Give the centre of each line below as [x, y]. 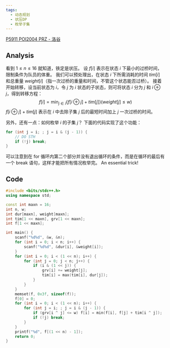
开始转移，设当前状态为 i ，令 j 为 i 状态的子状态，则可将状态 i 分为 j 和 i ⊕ [83, 87]
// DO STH [25, 137]
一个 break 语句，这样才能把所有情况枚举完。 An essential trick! [72, 163]
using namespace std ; [29, 196]
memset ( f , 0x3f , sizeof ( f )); [46, 294]
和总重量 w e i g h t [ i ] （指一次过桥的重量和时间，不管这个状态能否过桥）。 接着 [84, 81]
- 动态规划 [20, 15]
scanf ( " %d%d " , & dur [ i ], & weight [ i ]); [64, 247]
